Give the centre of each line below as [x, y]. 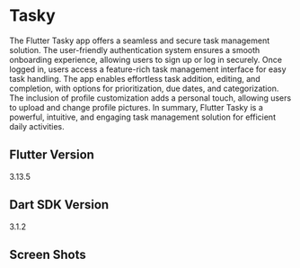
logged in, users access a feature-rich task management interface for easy [148, 69]
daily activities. [37, 126]
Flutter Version [52, 155]
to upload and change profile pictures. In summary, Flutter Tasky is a [136, 107]
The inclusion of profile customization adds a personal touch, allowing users [150, 98]
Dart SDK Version [59, 205]
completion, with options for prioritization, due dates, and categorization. [144, 88]
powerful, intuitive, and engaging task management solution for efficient [143, 117]
